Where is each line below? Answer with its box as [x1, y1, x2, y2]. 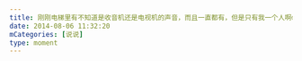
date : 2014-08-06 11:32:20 [9, 22, 111, 30]
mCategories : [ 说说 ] [9, 30, 84, 39]
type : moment [9, 38, 58, 48]
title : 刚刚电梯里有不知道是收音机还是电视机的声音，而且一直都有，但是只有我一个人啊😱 [9, 13, 299, 22]
